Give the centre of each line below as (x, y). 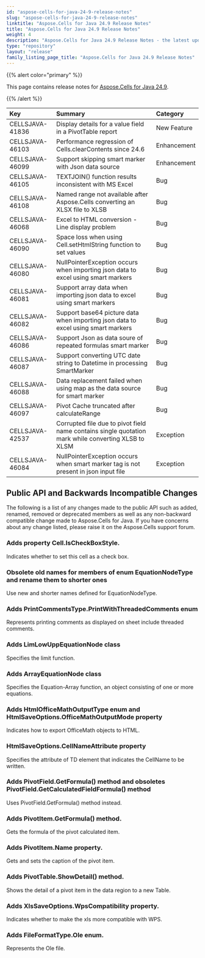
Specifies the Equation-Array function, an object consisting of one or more (100, 687)
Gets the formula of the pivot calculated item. (63, 832)
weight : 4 (19, 35)
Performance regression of (95, 141)
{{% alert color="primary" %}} (45, 75)
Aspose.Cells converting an (95, 202)
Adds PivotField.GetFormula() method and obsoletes (86, 781)
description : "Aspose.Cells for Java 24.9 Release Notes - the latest (98, 40)
